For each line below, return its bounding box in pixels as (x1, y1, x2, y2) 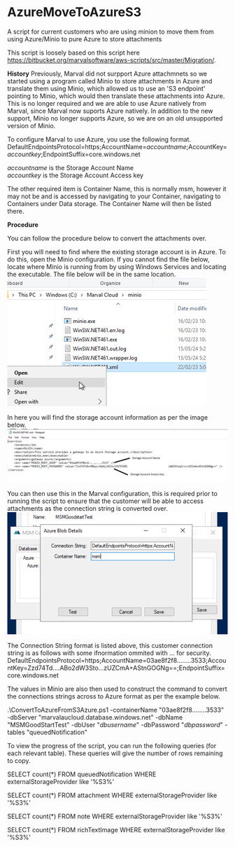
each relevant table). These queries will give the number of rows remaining (7, 749, 223, 757)
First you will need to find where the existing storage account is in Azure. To (7, 247, 226, 256)
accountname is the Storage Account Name (7, 163, 134, 172)
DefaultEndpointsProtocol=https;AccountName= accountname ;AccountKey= (7, 142, 227, 151)
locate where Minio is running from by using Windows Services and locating (7, 262, 227, 270)
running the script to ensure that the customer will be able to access (7, 497, 204, 505)
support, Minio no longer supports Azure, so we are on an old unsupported (7, 113, 223, 123)
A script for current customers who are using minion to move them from (7, 27, 215, 36)
